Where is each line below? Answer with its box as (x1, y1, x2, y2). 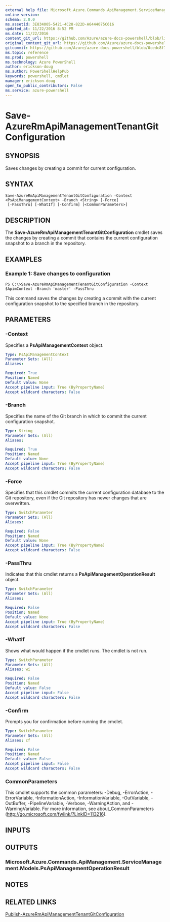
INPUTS (5, 826, 30, 835)
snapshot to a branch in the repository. (5, 240, 86, 247)
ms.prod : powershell (5, 54, 49, 60)
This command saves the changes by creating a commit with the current (5, 295, 156, 301)
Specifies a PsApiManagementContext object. (5, 342, 104, 348)
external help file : (5, 7, 49, 13)
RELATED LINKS (5, 898, 57, 906)
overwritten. (5, 500, 31, 507)
